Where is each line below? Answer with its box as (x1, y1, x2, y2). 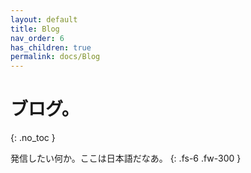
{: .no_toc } (10, 132, 56, 144)
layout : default (10, 14, 78, 25)
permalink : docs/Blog (10, 52, 101, 62)
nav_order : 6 (10, 33, 65, 43)
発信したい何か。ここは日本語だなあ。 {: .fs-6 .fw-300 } (10, 152, 242, 165)
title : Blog (10, 24, 60, 34)
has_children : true (10, 42, 92, 53)
